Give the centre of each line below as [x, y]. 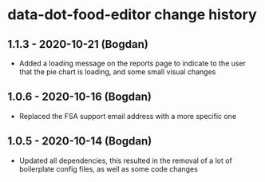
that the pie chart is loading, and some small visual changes [117, 72]
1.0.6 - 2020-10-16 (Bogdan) [80, 97]
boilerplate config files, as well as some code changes [109, 168]
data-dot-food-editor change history [132, 15]
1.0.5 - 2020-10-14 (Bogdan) [80, 141]
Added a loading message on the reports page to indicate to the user [132, 63]
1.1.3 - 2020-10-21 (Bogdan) [78, 44]
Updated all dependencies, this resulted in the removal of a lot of [126, 160]
